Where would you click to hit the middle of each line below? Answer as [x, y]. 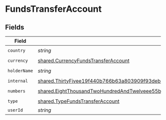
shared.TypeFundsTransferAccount [79, 101]
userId [15, 110]
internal [18, 81]
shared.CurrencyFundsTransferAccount [84, 60]
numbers [17, 91]
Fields [15, 27]
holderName [20, 71]
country [17, 50]
